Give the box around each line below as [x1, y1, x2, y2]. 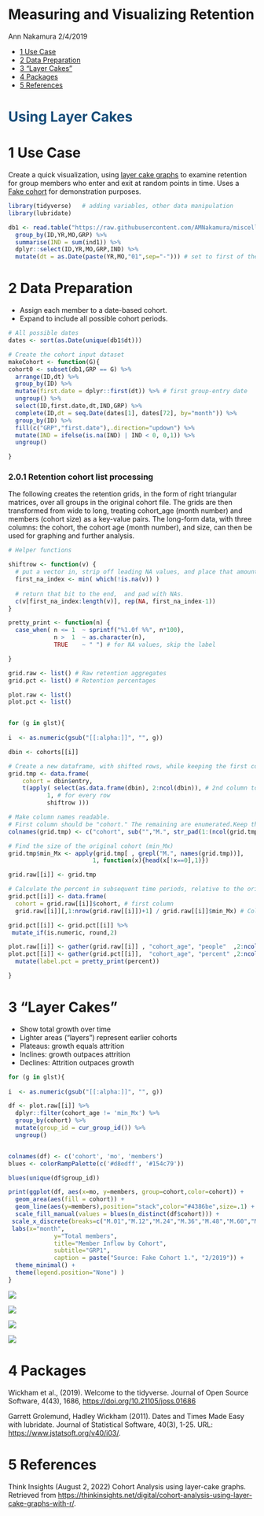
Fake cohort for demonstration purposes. [8, 187, 141, 196]
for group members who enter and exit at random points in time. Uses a [8, 179, 240, 188]
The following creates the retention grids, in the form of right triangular [8, 489, 237, 499]
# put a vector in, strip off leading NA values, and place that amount [15, 568, 258, 576]
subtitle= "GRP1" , [53, 1247, 111, 1254]
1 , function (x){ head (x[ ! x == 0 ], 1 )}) [92, 856, 210, 864]
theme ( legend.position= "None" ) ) [15, 1269, 125, 1277]
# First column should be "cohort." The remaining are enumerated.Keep [8, 820, 247, 828]
